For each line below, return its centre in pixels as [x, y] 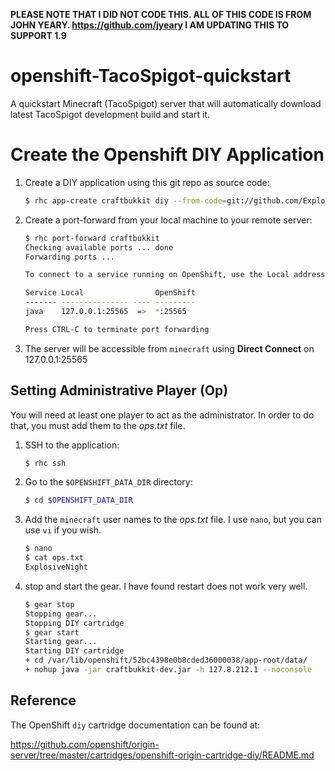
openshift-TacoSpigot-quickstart [151, 76]
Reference [43, 700]
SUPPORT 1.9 [38, 35]
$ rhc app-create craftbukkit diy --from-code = [125, 200]
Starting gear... [61, 642]
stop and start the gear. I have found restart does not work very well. [166, 586]
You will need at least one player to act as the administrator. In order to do [162, 415]
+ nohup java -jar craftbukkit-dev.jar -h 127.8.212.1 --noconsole [168, 670]
